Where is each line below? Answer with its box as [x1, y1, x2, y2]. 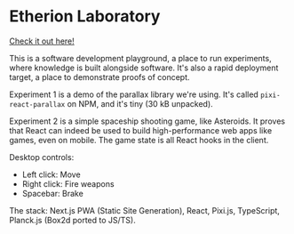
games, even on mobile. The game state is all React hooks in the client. [9, 134, 269, 145]
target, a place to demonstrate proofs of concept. [9, 71, 190, 82]
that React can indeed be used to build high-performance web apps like [9, 125, 273, 135]
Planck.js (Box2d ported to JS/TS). [9, 214, 136, 225]
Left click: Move [21, 169, 82, 180]
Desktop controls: [9, 151, 75, 162]
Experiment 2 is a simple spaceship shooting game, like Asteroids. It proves [9, 116, 286, 126]
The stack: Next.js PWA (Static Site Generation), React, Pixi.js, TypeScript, [9, 205, 280, 215]
